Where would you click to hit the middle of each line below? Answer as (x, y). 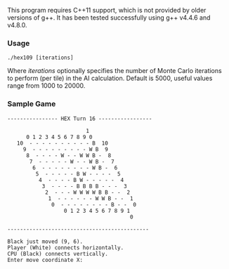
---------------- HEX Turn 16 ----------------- (80, 119)
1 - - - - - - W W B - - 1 (91, 198)
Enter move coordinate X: (45, 260)
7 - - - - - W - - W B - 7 (72, 162)
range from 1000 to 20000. (46, 86)
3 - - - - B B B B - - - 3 (85, 186)
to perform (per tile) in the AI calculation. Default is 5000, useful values (110, 78)
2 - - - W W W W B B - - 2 (87, 192)
